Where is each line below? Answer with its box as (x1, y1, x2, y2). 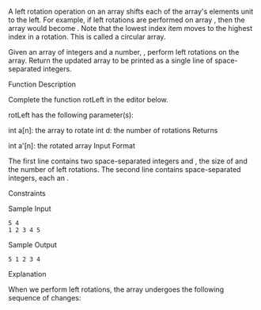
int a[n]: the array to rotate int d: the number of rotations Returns (8, 126, 218, 135)
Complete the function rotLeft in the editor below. (8, 95, 168, 104)
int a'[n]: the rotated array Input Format (8, 141, 136, 150)
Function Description (8, 79, 77, 89)
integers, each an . (8, 174, 70, 182)
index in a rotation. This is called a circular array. (8, 32, 166, 41)
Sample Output (8, 240, 58, 249)
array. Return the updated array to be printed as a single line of (8, 55, 214, 65)
